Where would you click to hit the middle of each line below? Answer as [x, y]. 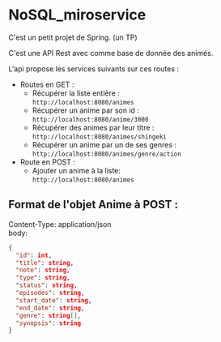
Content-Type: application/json [60, 224]
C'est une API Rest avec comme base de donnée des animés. [111, 53]
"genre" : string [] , [49, 315]
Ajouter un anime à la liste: [76, 170]
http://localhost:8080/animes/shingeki [100, 137]
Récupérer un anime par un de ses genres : [104, 144]
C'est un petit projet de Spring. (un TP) [73, 37]
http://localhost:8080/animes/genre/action [107, 154]
